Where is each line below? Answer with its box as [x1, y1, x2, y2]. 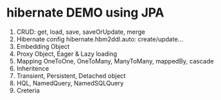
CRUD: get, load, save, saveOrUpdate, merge [16, 28, 146, 36]
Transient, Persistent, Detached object [16, 71, 126, 80]
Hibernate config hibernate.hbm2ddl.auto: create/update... [16, 34, 184, 43]
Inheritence [16, 64, 50, 72]
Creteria [16, 86, 40, 94]
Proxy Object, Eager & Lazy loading [16, 50, 117, 58]
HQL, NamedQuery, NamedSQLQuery [16, 79, 124, 87]
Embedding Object [16, 42, 70, 50]
